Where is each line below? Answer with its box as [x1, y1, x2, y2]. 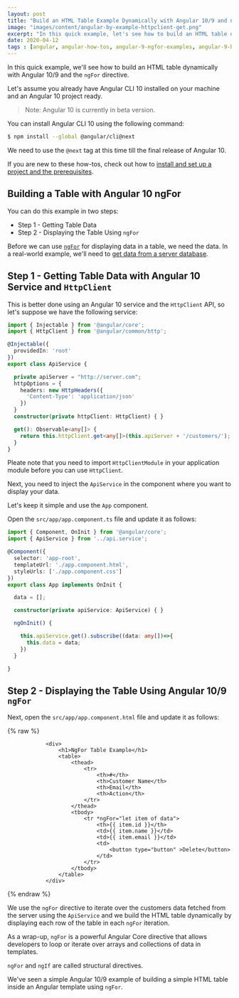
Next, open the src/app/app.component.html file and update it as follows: [7, 713, 219, 721]
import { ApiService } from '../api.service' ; [7, 535, 148, 542]
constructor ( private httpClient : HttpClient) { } [14, 413, 164, 420]
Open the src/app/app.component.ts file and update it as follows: [7, 515, 197, 523]
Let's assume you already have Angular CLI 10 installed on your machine [7, 85, 221, 92]
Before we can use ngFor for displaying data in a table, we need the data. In [7, 242, 228, 250]
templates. [7, 948, 38, 956]
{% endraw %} [7, 890, 51, 898]
